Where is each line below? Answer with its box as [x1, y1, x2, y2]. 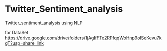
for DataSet [5, 29, 29, 35]
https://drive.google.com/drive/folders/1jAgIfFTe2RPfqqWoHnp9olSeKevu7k [5, 35, 162, 41]
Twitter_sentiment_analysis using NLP [5, 20, 83, 26]
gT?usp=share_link [5, 40, 44, 46]
